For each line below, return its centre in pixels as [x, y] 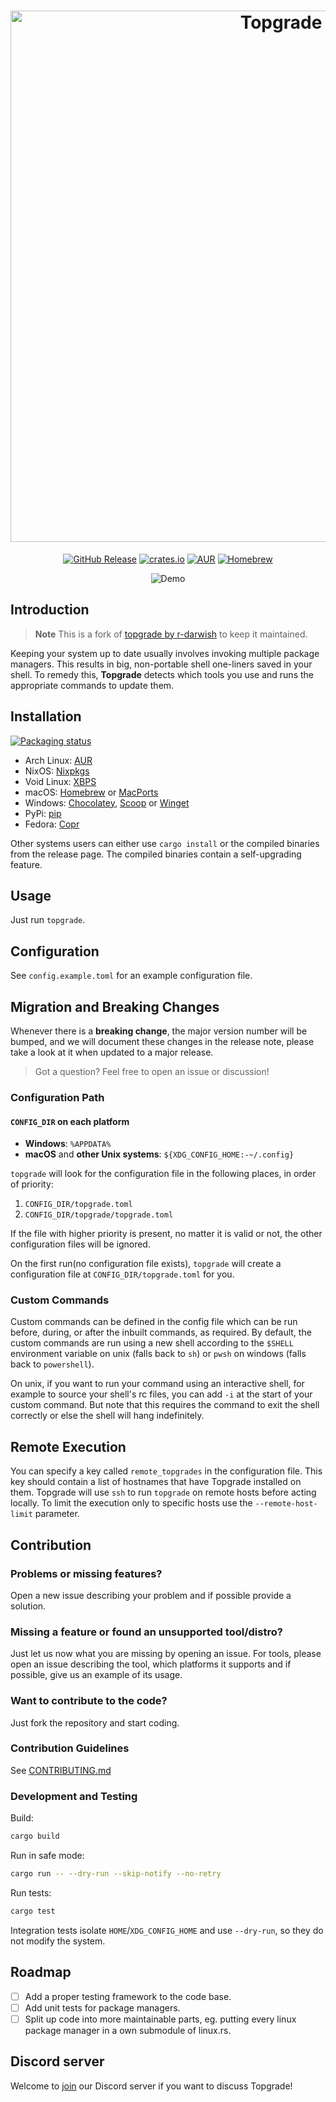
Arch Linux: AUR [58, 760]
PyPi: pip [43, 813]
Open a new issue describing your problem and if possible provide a [151, 1595]
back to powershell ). [52, 1364]
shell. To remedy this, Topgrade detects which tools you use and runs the [162, 674]
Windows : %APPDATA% [68, 1144]
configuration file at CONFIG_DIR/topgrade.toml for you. [122, 1274]
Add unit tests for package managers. [102, 2007]
